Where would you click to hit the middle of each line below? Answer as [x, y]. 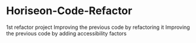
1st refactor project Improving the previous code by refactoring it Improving [98, 27]
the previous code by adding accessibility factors [66, 33]
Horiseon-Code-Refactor [69, 11]
